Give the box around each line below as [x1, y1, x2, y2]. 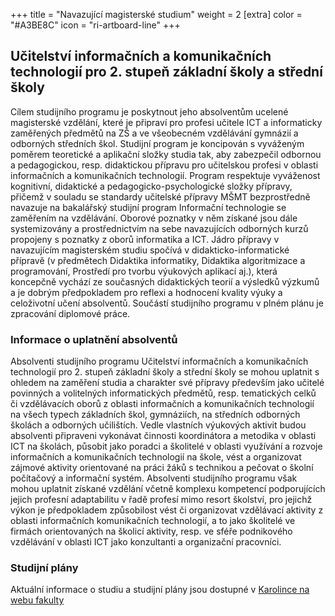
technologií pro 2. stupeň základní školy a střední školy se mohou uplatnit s [10, 366, 320, 378]
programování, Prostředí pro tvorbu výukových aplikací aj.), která [10, 265, 278, 277]
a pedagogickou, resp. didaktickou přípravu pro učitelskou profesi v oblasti [10, 159, 319, 171]
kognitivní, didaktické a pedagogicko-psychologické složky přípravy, [10, 180, 293, 192]
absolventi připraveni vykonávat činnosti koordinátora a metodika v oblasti [10, 430, 317, 442]
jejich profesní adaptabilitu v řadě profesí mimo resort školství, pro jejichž [10, 494, 313, 506]
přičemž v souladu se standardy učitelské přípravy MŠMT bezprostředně [10, 190, 311, 203]
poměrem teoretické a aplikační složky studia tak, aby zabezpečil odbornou [10, 148, 322, 160]
